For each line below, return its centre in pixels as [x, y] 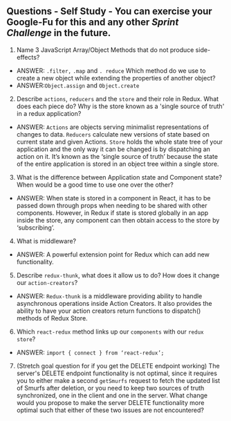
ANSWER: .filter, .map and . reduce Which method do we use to [111, 70]
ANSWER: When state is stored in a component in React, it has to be [113, 198]
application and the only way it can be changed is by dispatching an [113, 149]
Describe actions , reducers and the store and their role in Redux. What [118, 98]
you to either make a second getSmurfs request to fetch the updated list [118, 380]
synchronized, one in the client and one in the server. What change [112, 395]
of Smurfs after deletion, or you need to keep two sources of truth [110, 388]
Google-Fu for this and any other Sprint [93, 23]
